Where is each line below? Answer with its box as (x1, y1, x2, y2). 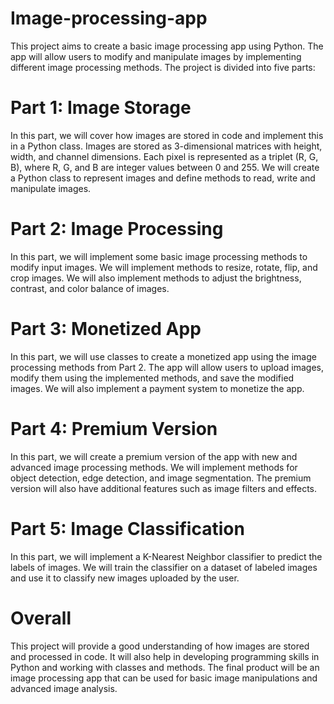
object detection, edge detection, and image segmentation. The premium (10, 472, 312, 484)
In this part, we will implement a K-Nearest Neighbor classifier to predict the (10, 550, 323, 562)
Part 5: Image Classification (10, 517, 245, 540)
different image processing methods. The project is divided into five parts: (10, 61, 316, 73)
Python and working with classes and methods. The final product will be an (10, 661, 320, 673)
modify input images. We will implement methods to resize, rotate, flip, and (10, 261, 318, 273)
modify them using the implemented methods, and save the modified (10, 372, 295, 384)
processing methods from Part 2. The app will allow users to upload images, (10, 361, 324, 373)
